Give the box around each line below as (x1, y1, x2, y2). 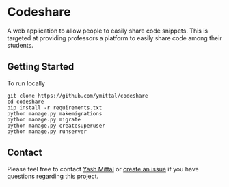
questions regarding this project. (7, 172, 99, 180)
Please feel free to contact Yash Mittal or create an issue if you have (7, 164, 200, 173)
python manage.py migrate (7, 116, 81, 123)
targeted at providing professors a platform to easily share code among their (7, 33, 222, 42)
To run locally (7, 79, 46, 87)
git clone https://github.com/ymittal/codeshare (7, 92, 148, 99)
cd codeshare (7, 98, 44, 105)
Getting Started (7, 61, 75, 72)
